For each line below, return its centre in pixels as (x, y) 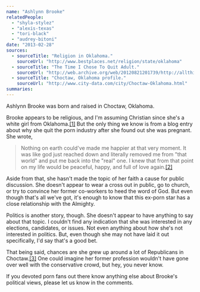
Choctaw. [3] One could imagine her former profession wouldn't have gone (97, 258)
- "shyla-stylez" (33, 23)
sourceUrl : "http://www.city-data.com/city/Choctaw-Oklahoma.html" (102, 84)
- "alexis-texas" (33, 28)
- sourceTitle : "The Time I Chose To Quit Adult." (76, 67)
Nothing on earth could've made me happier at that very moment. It (103, 148)
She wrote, (19, 136)
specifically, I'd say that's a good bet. (52, 240)
